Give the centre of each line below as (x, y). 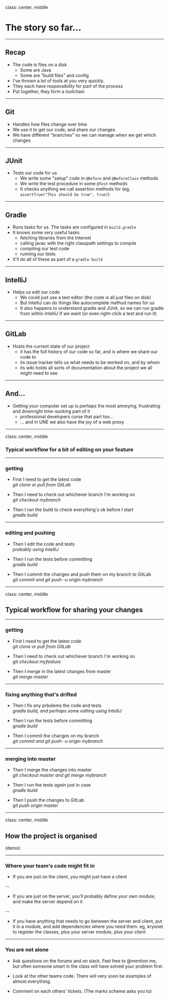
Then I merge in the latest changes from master (62, 671)
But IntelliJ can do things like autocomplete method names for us (87, 303)
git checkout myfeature (37, 661)
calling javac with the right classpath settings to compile (78, 243)
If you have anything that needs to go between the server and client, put (87, 921)
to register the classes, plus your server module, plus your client (79, 932)
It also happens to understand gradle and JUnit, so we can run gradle (92, 308)
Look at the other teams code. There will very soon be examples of (82, 976)
